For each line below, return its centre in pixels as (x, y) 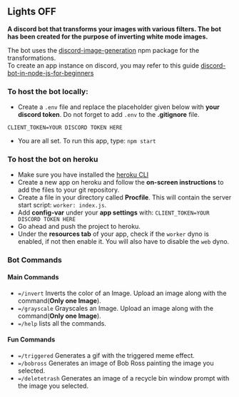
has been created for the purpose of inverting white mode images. (108, 36)
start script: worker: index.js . (62, 205)
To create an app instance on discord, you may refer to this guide (103, 65)
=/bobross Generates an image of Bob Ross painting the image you (116, 363)
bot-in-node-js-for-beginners (51, 73)
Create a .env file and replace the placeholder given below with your (118, 107)
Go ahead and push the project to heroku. (79, 227)
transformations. (32, 58)
